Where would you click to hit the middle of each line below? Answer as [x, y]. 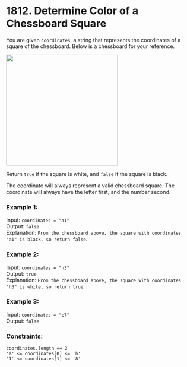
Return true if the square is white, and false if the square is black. [87, 174]
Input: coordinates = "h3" [38, 267]
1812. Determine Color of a [72, 11]
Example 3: [23, 302]
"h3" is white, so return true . [45, 286]
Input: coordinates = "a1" [38, 220]
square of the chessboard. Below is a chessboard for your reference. [91, 46]
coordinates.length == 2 [37, 349]
